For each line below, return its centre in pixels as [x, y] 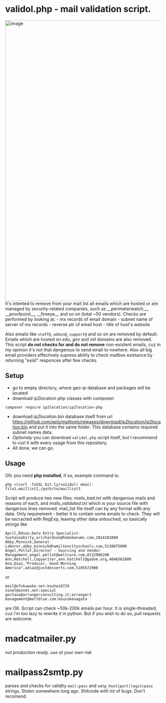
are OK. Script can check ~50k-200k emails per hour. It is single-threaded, [81, 608]
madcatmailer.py [41, 639]
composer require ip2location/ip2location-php [54, 407]
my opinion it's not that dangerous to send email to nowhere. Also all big [79, 350]
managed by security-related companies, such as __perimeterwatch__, [77, 309]
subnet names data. [32, 432]
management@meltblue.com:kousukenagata [46, 599]
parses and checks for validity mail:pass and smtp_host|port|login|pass [79, 686]
